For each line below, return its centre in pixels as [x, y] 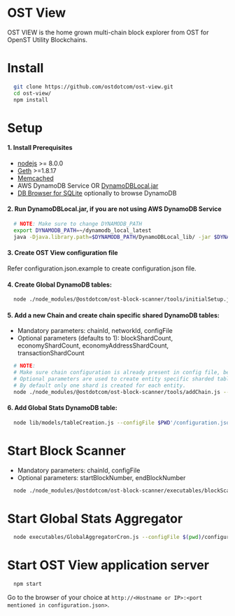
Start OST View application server [108, 565]
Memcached [35, 178]
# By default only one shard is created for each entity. [100, 385]
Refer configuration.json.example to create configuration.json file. [102, 268]
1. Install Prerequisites [40, 148]
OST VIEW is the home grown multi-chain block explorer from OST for [108, 32]
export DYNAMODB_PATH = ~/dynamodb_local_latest [83, 230]
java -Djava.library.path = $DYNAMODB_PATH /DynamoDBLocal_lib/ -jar [112, 237]
